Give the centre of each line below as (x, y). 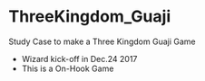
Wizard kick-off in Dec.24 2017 (79, 58)
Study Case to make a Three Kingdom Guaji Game (102, 41)
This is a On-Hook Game (68, 68)
